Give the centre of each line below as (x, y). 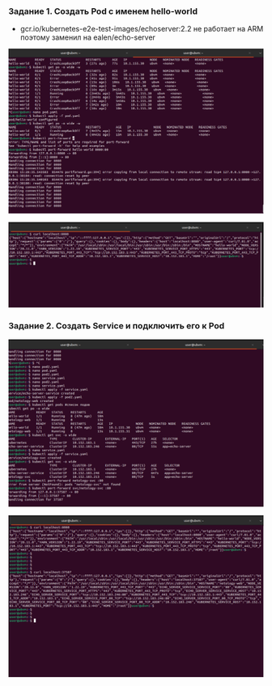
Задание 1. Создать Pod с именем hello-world (103, 11)
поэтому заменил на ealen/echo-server (88, 37)
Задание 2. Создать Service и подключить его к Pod (117, 326)
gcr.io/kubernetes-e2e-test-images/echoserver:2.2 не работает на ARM (142, 29)
